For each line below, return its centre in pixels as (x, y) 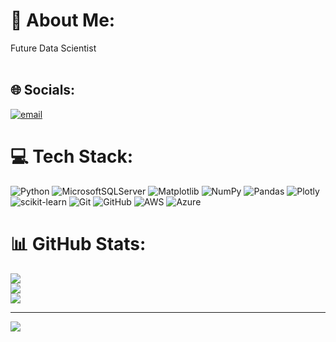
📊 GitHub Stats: (78, 243)
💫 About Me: (63, 20)
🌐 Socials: (43, 90)
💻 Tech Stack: (72, 156)
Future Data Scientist (53, 48)
